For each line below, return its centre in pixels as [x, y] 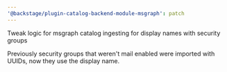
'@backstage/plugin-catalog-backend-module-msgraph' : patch [96, 13]
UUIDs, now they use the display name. [64, 61]
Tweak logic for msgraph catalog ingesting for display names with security [114, 33]
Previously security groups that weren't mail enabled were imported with [111, 53]
